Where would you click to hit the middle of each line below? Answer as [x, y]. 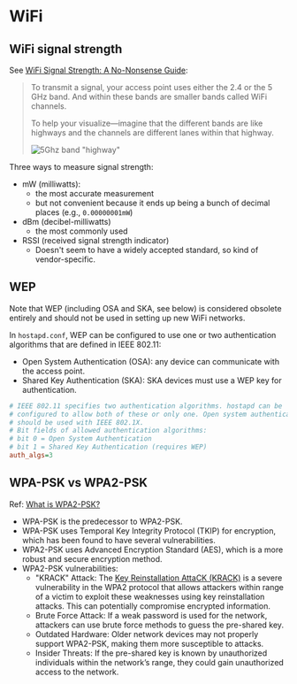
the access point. [53, 371]
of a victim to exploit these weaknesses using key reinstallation [150, 596]
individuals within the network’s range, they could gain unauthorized [160, 662]
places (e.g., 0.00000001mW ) [84, 212]
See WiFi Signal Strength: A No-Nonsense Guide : [99, 70]
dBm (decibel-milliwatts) [67, 222]
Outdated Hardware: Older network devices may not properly [147, 634]
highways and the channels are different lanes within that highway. [152, 133]
